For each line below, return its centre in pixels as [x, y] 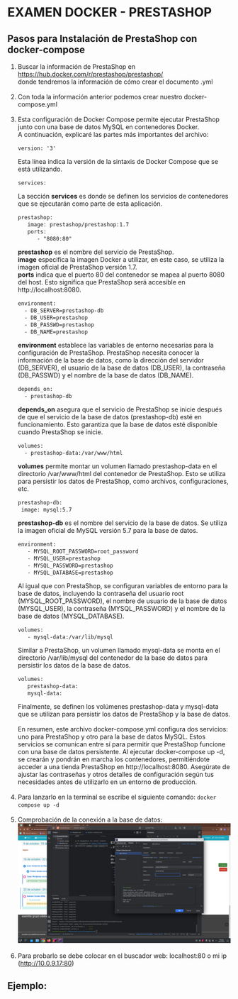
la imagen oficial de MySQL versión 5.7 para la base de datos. [108, 530]
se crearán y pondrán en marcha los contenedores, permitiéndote [114, 759]
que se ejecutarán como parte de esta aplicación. [90, 204]
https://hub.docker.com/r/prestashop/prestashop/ [90, 74]
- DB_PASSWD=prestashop [59, 325]
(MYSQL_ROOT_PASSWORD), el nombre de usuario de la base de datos [122, 601]
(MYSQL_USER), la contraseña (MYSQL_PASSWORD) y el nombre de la [121, 608]
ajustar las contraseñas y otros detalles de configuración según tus [116, 774]
